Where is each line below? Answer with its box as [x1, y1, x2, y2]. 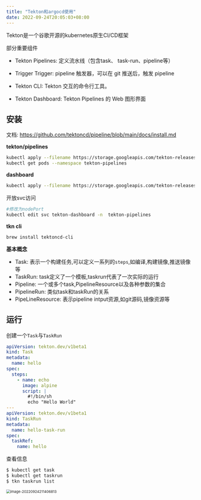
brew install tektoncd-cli [6, 234, 74, 240]
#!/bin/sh [28, 394, 52, 400]
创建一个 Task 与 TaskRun [6, 331, 62, 339]
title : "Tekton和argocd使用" [6, 8, 77, 15]
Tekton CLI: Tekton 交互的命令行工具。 [14, 82, 111, 90]
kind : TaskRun [6, 416, 42, 422]
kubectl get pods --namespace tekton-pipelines [6, 160, 127, 166]
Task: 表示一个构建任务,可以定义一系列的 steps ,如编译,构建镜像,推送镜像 [14, 258, 191, 265]
